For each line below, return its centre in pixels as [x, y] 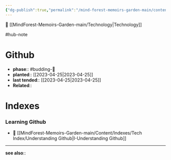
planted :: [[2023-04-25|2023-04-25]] [53, 74]
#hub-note [17, 34]
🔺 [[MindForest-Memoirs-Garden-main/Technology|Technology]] [74, 24]
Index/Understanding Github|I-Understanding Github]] [69, 139]
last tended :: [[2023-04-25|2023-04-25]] [57, 80]
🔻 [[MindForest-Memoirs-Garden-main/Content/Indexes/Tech [77, 133]
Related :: [22, 85]
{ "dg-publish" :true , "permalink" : [41, 10]
